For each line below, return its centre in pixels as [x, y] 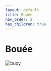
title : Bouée [19, 15]
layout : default [22, 10]
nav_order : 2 [19, 19]
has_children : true [26, 24]
